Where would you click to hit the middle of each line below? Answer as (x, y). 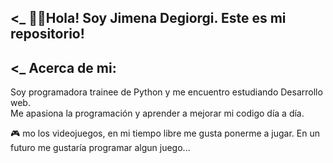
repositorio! (47, 34)
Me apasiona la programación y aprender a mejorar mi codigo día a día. (157, 113)
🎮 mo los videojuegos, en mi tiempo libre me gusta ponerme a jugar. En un (165, 133)
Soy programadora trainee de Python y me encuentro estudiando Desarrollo (166, 92)
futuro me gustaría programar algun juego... (100, 148)
